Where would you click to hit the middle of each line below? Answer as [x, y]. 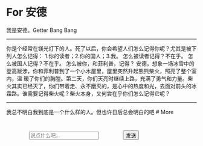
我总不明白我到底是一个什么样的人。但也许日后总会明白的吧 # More [90, 112]
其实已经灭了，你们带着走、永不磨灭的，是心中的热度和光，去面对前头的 [101, 86]
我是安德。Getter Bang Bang [42, 30]
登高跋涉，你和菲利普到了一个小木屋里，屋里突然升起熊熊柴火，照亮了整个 [99, 71]
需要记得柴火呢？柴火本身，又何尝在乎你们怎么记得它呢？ [98, 93]
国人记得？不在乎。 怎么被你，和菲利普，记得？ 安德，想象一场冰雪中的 [105, 63]
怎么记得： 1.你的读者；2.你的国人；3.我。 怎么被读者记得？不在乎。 [101, 56]
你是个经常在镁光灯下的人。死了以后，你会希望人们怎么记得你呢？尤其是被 [99, 48]
